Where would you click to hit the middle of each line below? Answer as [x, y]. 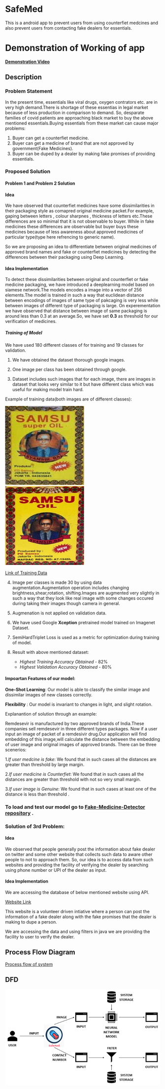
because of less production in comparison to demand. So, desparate [75, 113]
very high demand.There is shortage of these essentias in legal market [77, 107]
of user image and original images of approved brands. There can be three [81, 744]
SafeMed [24, 9]
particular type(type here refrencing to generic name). [60, 237]
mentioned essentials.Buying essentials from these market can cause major [82, 123]
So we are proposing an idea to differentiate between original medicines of [81, 247]
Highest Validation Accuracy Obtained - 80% [66, 667]
